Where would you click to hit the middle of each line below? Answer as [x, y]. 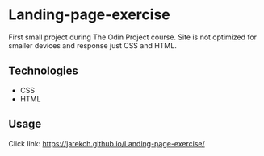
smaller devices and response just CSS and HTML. [93, 45]
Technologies [44, 71]
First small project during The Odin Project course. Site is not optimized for [132, 37]
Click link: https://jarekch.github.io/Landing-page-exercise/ [107, 143]
